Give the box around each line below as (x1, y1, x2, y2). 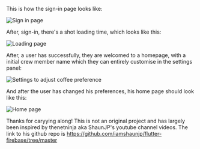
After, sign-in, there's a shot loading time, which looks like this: (6, 28, 162, 35)
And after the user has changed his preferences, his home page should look (6, 88, 195, 95)
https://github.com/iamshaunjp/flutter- (66, 130, 162, 137)
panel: (6, 64, 22, 71)
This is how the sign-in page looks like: (6, 5, 103, 12)
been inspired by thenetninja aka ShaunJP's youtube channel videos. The (6, 124, 188, 131)
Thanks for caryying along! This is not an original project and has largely (6, 117, 185, 124)
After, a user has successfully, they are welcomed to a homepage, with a (6, 52, 186, 59)
